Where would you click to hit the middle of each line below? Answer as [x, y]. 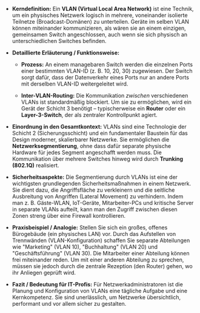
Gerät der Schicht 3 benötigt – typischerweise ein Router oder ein [103, 108]
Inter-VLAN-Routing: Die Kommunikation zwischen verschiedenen [105, 96]
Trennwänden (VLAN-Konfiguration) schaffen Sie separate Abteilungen [101, 240]
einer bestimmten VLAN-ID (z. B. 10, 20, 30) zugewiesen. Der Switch [107, 71]
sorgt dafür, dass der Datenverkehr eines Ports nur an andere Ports [105, 77]
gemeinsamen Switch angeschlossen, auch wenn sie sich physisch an [100, 35]
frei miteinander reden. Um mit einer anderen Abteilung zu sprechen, [98, 260]
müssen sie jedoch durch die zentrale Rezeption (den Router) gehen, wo [102, 266]
